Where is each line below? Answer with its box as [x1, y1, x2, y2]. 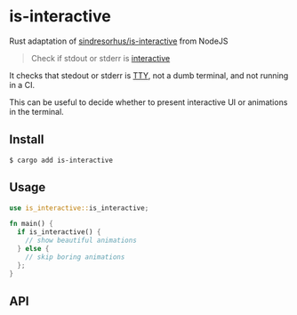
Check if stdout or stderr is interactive [30, 52, 171, 63]
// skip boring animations [25, 252, 125, 262]
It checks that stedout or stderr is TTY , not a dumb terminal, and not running [9, 69, 289, 81]
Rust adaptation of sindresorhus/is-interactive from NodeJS [9, 36, 229, 46]
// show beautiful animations [25, 236, 138, 246]
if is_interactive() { [17, 228, 101, 237]
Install [9, 132, 44, 148]
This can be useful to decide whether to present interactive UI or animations [9, 96, 288, 108]
